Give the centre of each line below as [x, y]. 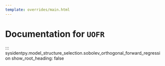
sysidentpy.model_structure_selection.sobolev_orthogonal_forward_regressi [83, 53]
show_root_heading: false [38, 58]
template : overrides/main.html [38, 10]
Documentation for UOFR [55, 34]
